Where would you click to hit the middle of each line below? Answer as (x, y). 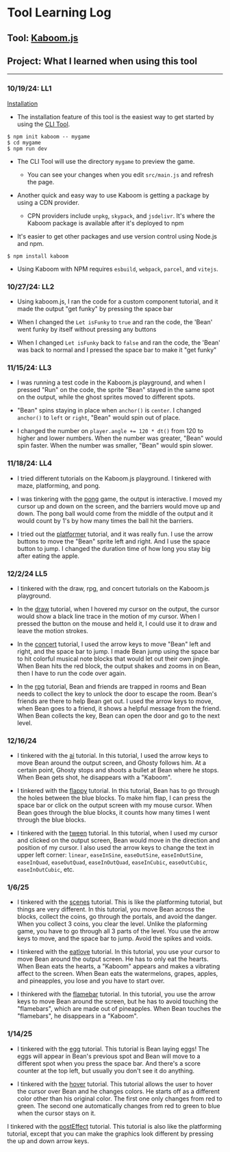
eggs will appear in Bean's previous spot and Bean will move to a (108, 1056)
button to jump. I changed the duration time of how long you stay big (114, 548)
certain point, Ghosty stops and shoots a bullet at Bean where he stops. (118, 770)
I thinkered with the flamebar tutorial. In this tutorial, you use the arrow (116, 994)
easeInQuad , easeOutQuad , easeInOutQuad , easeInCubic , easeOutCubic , (112, 862)
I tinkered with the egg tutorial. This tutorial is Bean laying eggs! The (113, 1049)
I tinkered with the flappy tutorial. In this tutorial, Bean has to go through (118, 791)
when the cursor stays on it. (56, 1113)
